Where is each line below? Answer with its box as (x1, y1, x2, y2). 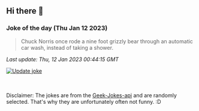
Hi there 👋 (6, 6, 44, 16)
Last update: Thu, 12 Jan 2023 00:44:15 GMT (6, 55, 119, 63)
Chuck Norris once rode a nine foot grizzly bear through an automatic (20, 37, 194, 45)
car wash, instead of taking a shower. (20, 44, 114, 51)
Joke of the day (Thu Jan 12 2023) (6, 24, 108, 32)
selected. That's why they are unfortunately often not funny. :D (6, 98, 161, 105)
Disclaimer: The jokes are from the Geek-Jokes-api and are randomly (6, 91, 177, 99)
